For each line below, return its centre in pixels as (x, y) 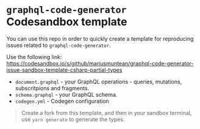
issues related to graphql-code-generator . (59, 45)
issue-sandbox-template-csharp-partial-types (64, 70)
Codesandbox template (67, 22)
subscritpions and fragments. (52, 88)
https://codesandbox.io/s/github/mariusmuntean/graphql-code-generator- (100, 63)
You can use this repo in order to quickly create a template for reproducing (100, 38)
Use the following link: (34, 57)
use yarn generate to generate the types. (73, 119)
